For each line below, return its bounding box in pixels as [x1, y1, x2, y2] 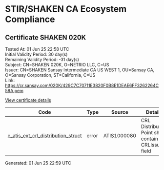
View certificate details [5, 97, 51, 103]
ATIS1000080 [103, 132, 137, 139]
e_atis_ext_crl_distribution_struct [7, 132, 82, 139]
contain [141, 135, 159, 142]
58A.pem [5, 88, 23, 93]
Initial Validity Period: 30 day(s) [5, 51, 68, 57]
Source [111, 109, 128, 115]
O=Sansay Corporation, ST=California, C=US [5, 72, 96, 78]
